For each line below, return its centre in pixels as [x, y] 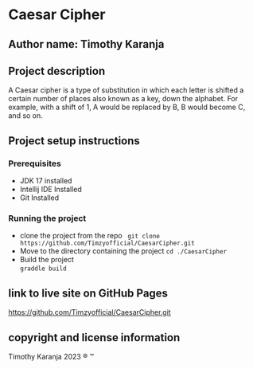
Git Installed [39, 198]
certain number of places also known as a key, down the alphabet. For [123, 99]
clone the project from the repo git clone [90, 236]
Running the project [47, 218]
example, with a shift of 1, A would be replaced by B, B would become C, [127, 107]
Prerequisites [35, 163]
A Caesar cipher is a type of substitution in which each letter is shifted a [126, 90]
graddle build [43, 269]
